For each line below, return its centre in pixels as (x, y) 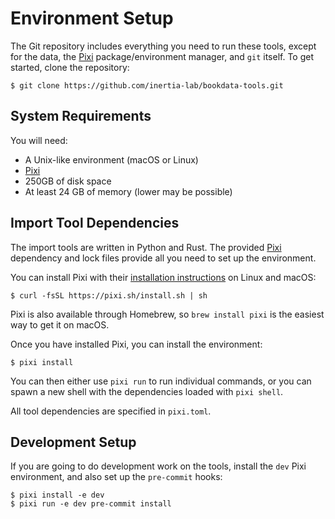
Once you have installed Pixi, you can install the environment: (136, 344)
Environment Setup (92, 18)
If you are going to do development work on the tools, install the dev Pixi (158, 466)
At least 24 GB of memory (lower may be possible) (128, 191)
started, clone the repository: (70, 67)
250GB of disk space (68, 181)
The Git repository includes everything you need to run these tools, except (163, 46)
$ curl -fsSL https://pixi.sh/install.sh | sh (109, 295)
